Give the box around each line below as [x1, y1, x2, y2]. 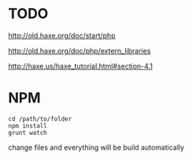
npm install [8, 121, 47, 130]
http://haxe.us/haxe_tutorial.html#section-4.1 [8, 61, 153, 71]
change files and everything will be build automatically [8, 143, 185, 152]
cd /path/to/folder [8, 115, 72, 123]
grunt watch [8, 128, 47, 136]
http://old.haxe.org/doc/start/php [8, 31, 116, 40]
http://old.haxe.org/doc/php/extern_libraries [8, 46, 151, 55]
